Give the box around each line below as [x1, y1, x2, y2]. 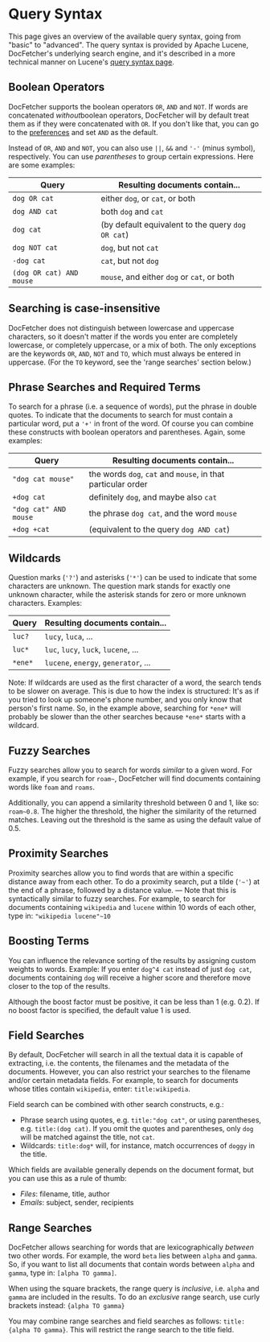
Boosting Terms [8, 934, 90, 948]
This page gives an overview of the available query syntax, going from [8, 31, 241, 41]
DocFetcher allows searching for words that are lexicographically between [8, 1242, 255, 1252]
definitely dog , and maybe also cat [88, 492, 217, 503]
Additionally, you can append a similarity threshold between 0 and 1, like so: [8, 798, 260, 807]
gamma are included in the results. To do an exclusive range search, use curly [8, 1292, 260, 1302]
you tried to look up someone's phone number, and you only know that [8, 695, 243, 705]
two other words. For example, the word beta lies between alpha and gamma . [8, 1251, 257, 1261]
